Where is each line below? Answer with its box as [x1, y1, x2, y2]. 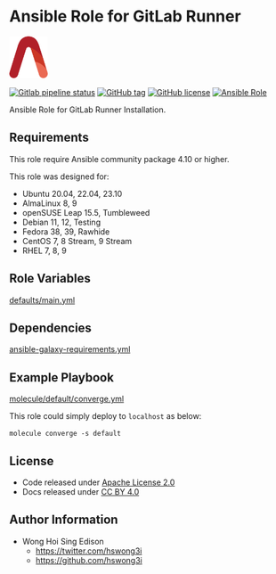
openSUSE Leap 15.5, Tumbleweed [21, 207, 150, 217]
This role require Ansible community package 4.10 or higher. [9, 153, 230, 164]
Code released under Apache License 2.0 [21, 477, 175, 488]
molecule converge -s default [9, 430, 122, 439]
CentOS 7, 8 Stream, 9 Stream [21, 235, 133, 246]
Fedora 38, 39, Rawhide [21, 225, 110, 237]
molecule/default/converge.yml [9, 394, 125, 405]
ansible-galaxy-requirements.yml [9, 344, 131, 355]
